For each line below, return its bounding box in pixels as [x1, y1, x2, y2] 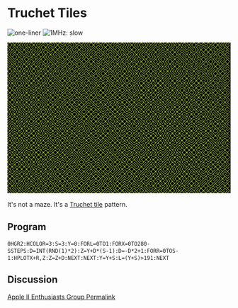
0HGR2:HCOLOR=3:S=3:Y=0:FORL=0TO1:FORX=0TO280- [7, 240, 151, 247]
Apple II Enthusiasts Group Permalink [7, 292, 115, 301]
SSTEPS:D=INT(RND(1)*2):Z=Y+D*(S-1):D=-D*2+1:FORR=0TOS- [7, 247, 179, 254]
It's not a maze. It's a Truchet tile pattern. [7, 200, 127, 209]
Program [7, 221, 47, 233]
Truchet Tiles [7, 5, 87, 21]
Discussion [7, 274, 58, 286]
